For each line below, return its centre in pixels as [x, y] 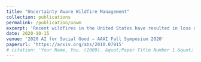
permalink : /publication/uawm [44, 22]
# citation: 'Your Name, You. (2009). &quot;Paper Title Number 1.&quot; [100, 50]
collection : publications [38, 17]
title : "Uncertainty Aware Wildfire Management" [68, 12]
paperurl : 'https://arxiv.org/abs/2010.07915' [65, 45]
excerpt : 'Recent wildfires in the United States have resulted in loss [99, 28]
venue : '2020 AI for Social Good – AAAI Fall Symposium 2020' [85, 39]
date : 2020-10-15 [28, 34]
